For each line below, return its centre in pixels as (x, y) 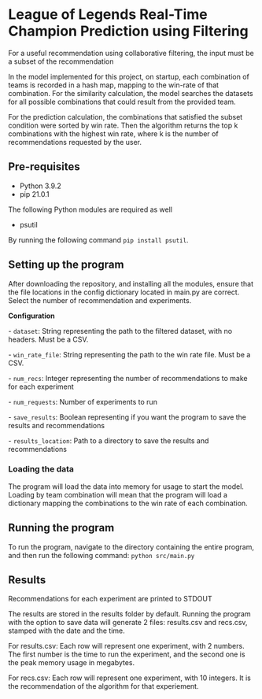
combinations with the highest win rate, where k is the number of (113, 133)
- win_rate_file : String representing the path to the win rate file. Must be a (129, 354)
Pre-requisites (44, 167)
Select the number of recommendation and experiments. (100, 300)
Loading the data (41, 469)
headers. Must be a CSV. (48, 339)
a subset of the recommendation (61, 61)
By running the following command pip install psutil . (98, 240)
